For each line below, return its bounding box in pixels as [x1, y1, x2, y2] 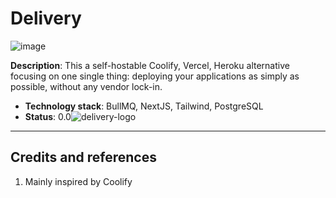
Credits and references [10, 149, 157, 166]
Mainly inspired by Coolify [24, 175, 133, 187]
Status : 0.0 [24, 110, 72, 122]
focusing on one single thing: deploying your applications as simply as [10, 70, 300, 82]
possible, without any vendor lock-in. [10, 80, 163, 92]
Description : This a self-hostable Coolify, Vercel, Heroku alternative [10, 59, 290, 71]
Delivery [10, 7, 82, 30]
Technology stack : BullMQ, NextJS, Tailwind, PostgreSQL [24, 100, 264, 112]
